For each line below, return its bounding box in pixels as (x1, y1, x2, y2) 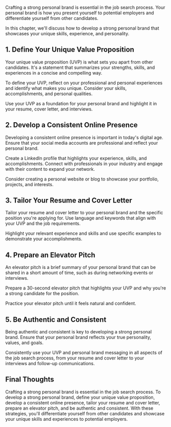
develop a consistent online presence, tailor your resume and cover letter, (5, 399, 160, 406)
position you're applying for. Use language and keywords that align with (5, 215, 156, 221)
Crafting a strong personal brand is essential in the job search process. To (5, 389, 161, 395)
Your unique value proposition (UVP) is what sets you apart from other (5, 59, 153, 65)
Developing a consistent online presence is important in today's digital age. (5, 134, 163, 140)
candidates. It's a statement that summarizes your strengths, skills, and (5, 64, 155, 71)
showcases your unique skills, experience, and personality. (5, 31, 129, 36)
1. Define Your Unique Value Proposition (5, 46, 134, 54)
